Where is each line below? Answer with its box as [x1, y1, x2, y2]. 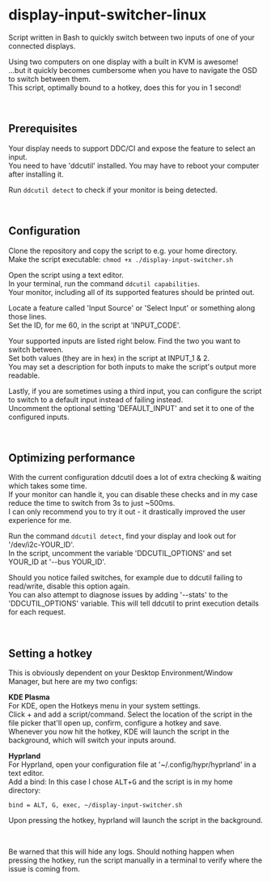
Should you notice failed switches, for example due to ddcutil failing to [8, 573, 243, 583]
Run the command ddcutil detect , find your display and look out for [8, 531, 236, 541]
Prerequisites [8, 122, 78, 135]
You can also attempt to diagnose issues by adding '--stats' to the [8, 590, 228, 600]
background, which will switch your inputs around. [8, 735, 176, 745]
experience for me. [8, 516, 72, 525]
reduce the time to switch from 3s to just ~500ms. [8, 499, 176, 508]
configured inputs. [8, 412, 70, 422]
